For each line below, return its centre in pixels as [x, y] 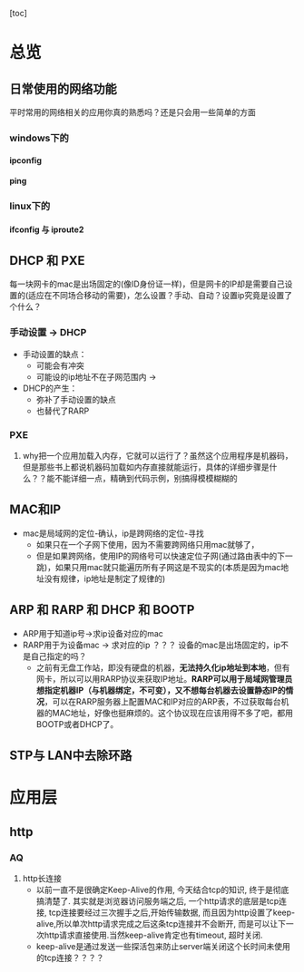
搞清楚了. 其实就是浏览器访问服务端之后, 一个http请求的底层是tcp [157, 900]
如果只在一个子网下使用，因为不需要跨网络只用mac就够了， [147, 544]
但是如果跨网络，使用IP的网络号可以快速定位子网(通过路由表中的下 [161, 556]
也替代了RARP [63, 411]
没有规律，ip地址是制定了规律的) [105, 578]
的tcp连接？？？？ [70, 957]
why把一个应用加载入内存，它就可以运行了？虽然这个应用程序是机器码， [157, 456]
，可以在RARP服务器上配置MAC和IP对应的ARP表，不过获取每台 [162, 701]
